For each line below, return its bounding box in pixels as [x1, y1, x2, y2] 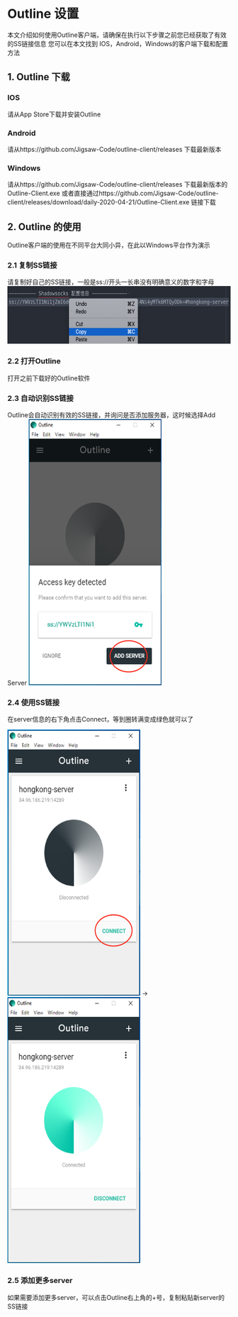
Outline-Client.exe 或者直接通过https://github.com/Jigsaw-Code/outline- [7, 189, 220, 198]
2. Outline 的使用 [7, 221, 81, 233]
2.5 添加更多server [7, 1276, 73, 1286]
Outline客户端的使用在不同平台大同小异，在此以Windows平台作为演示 [7, 241, 210, 250]
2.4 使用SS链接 [7, 698, 60, 707]
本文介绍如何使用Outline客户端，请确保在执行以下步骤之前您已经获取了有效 [7, 31, 227, 39]
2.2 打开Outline [7, 356, 62, 366]
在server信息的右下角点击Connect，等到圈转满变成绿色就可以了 [7, 715, 193, 724]
